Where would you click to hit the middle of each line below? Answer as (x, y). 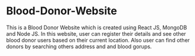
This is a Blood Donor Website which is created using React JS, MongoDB (97, 27)
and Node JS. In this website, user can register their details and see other (96, 33)
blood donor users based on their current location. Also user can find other (98, 40)
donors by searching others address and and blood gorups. (79, 46)
